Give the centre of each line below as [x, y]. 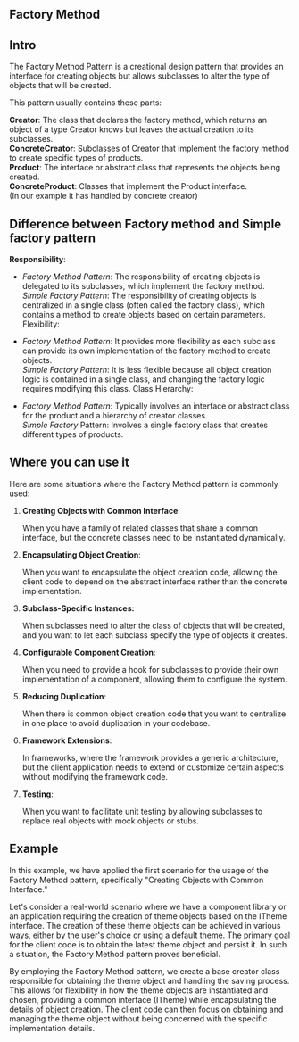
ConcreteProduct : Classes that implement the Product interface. [129, 186]
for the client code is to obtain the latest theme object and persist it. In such [148, 944]
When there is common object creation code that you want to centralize [154, 714]
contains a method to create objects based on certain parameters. [144, 315]
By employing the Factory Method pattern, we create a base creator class [145, 971]
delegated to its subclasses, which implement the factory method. [143, 286]
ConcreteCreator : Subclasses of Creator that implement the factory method [149, 149]
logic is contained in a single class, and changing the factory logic [143, 379]
